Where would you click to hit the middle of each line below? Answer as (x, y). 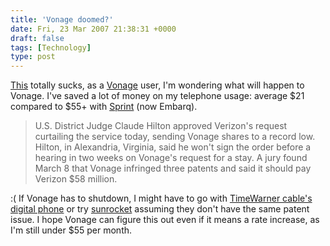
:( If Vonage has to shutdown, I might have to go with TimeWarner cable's (161, 198)
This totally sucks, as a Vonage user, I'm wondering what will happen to (157, 85)
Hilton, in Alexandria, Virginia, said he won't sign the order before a (173, 147)
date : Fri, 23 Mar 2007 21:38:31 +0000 (93, 29)
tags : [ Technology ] (51, 47)
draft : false (37, 38)
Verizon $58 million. (76, 179)
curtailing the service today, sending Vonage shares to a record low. (175, 137)
